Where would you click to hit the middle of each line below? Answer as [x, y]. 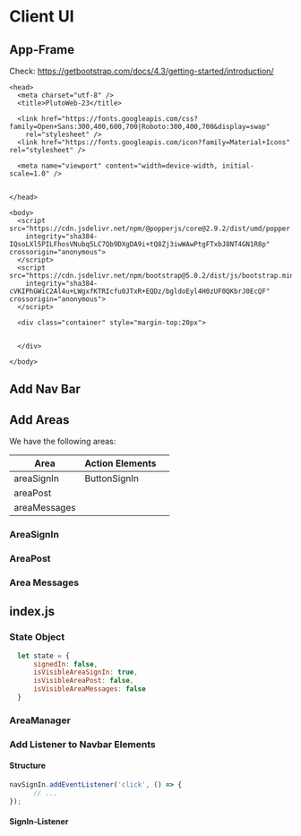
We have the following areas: [63, 442]
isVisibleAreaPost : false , [83, 681]
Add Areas [39, 420]
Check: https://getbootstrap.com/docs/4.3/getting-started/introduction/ [142, 71]
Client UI [42, 17]
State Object [37, 637]
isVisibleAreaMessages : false [89, 689]
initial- [238, 166]
